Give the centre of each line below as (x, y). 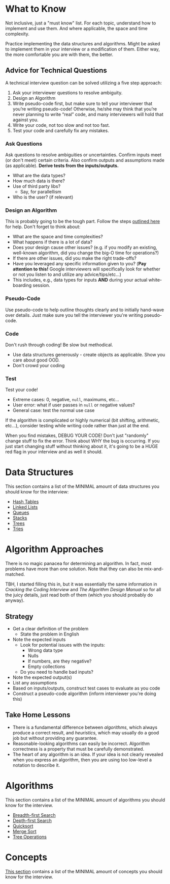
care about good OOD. (36, 360)
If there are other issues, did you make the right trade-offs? (75, 258)
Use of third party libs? (37, 186)
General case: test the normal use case (54, 410)
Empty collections (46, 666)
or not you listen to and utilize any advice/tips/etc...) (67, 274)
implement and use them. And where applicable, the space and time (77, 28)
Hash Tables (26, 502)
